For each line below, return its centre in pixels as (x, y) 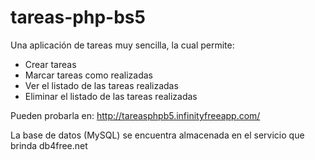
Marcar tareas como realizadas (88, 75)
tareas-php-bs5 (78, 17)
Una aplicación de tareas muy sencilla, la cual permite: (122, 45)
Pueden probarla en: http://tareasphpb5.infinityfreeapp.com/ (135, 115)
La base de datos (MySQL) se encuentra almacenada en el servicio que (157, 135)
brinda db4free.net (49, 145)
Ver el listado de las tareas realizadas (101, 85)
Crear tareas (50, 64)
